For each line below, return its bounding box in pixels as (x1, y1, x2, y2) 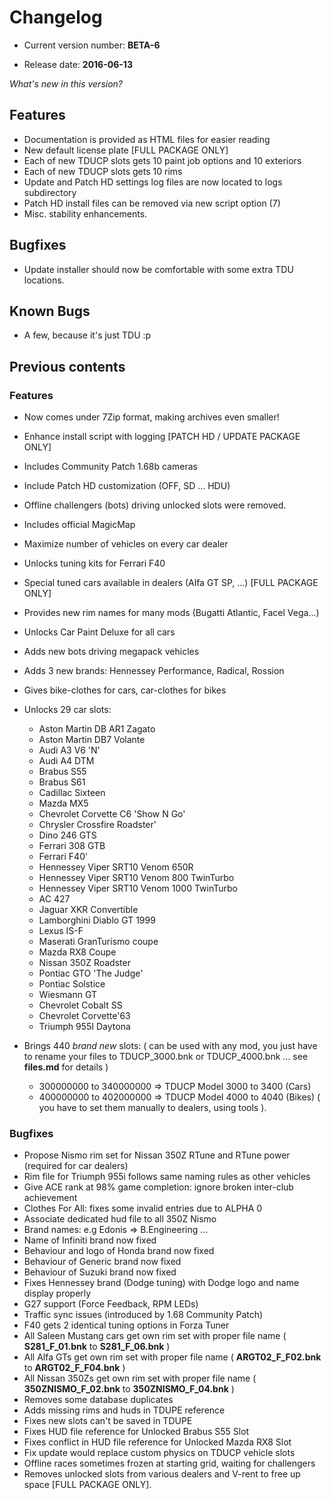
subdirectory (23, 186, 77, 198)
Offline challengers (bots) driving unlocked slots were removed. (23, 499, 287, 511)
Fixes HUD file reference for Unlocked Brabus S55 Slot (23, 1426, 250, 1438)
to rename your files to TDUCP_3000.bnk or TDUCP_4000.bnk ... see (23, 1051, 309, 1063)
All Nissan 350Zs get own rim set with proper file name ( (23, 1372, 257, 1385)
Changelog (9, 6, 103, 29)
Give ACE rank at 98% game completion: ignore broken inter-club (23, 1181, 294, 1193)
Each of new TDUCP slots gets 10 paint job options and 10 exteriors (23, 154, 302, 166)
